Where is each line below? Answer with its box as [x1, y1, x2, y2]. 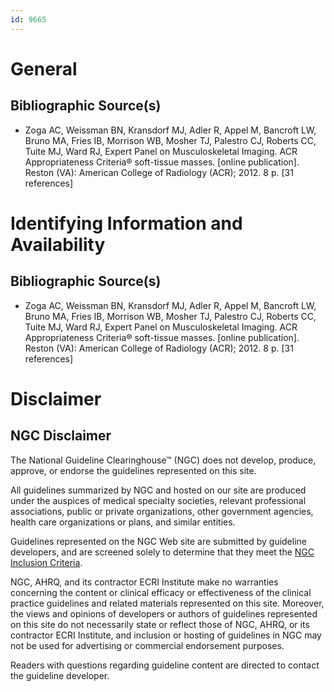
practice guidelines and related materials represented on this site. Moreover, [10, 597, 325, 609]
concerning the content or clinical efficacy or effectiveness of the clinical [10, 586, 312, 598]
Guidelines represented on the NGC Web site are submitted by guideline [10, 535, 307, 547]
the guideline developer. [10, 669, 110, 681]
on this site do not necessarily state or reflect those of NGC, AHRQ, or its [10, 618, 310, 630]
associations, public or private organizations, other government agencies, [10, 505, 314, 517]
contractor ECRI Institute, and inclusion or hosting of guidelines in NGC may [10, 629, 322, 641]
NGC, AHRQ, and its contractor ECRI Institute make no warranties [10, 576, 279, 588]
